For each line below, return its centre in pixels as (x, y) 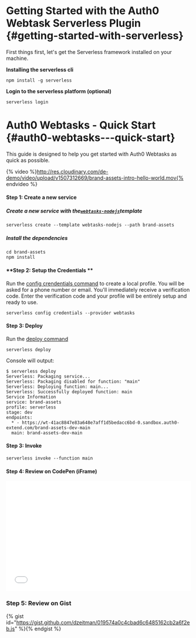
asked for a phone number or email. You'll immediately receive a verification (98, 289)
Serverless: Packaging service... (48, 376)
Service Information (31, 397)
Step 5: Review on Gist (39, 603)
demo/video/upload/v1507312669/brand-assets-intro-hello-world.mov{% (95, 178)
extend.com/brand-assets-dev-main (48, 428)
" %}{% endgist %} (38, 629)
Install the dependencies (37, 238)
